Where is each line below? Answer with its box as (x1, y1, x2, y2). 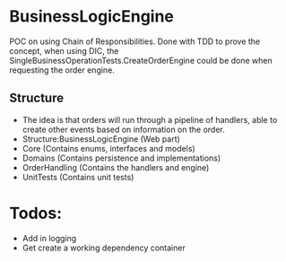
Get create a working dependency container (22, 242, 186, 253)
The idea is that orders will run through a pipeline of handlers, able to (22, 114, 278, 125)
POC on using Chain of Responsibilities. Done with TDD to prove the (9, 36, 261, 47)
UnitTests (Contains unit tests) (22, 171, 134, 182)
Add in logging (22, 232, 77, 243)
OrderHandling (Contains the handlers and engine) (22, 162, 210, 172)
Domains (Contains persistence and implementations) (22, 153, 221, 163)
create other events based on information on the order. (22, 124, 226, 135)
